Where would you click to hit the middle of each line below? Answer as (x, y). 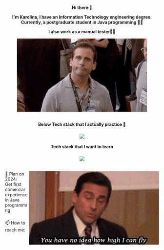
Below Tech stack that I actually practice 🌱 (82, 124)
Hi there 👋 (82, 8)
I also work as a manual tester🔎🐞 (82, 32)
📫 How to (15, 223)
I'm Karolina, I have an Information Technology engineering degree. (82, 17)
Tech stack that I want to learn (82, 147)
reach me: (15, 229)
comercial (15, 189)
